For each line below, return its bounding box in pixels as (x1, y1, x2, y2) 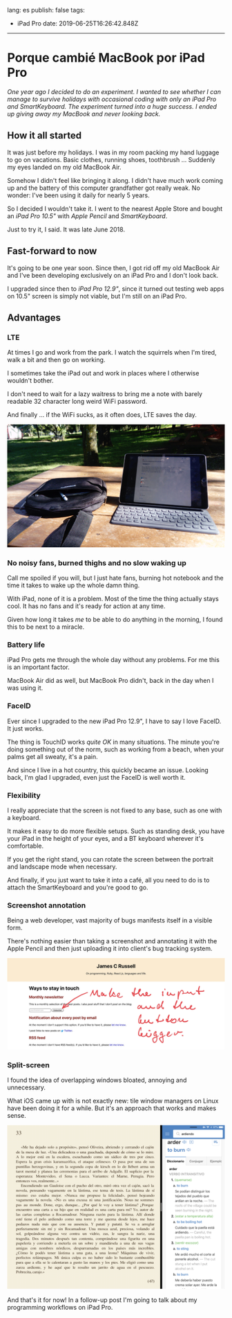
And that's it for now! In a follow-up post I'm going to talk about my (7, 1296, 197, 1304)
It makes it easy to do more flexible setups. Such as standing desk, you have (7, 827, 225, 835)
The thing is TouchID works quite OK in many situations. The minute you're (7, 738, 220, 746)
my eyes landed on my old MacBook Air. (7, 163, 122, 171)
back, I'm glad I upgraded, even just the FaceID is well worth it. (7, 773, 186, 781)
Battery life (7, 640, 46, 650)
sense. (7, 1112, 26, 1120)
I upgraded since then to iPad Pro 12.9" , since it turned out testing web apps (7, 284, 224, 293)
